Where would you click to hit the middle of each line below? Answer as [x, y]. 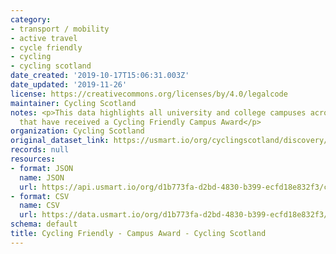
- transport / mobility [60, 29]
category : [31, 19]
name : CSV [39, 206]
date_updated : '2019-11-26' [69, 85]
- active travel [44, 38]
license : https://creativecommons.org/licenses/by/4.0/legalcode [149, 94]
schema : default [44, 224]
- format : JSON [42, 168]
